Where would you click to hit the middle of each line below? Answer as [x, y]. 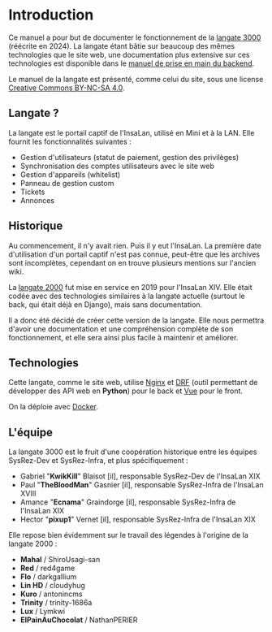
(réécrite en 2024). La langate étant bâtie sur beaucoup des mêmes [122, 45]
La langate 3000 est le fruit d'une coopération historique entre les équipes [133, 452]
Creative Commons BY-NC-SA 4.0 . [67, 88]
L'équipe [30, 432]
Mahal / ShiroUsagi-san [60, 560]
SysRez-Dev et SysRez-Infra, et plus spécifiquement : [98, 461]
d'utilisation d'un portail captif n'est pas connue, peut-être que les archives [134, 254]
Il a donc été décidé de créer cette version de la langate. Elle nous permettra [136, 320]
